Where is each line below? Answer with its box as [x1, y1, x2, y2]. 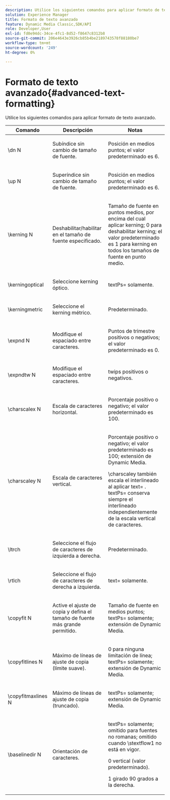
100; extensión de [108, 453, 152, 460]
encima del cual [108, 215, 146, 222]
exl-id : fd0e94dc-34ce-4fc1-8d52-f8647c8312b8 [5, 31, 105, 36]
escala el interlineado [108, 477, 159, 484]
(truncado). [52, 702, 79, 709]
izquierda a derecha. [52, 552, 101, 559]
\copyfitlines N [8, 658, 43, 665]
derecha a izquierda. [52, 584, 101, 591]
